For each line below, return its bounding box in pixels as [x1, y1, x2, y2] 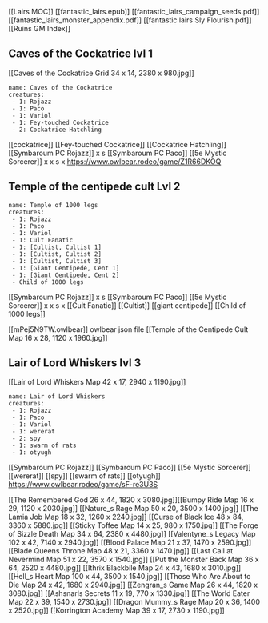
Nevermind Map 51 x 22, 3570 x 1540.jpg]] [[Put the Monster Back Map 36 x [8, 555, 259, 565]
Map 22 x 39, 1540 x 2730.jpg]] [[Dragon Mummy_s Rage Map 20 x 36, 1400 [8, 597, 261, 607]
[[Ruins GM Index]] [8, 24, 70, 33]
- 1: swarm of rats [11, 441, 78, 450]
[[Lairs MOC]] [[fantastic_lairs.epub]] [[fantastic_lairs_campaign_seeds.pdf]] [8, 7, 260, 16]
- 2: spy [11, 435, 42, 443]
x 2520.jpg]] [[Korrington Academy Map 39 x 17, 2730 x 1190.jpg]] [8, 605, 226, 615]
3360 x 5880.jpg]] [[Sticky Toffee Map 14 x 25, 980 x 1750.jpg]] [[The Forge [8, 521, 258, 530]
